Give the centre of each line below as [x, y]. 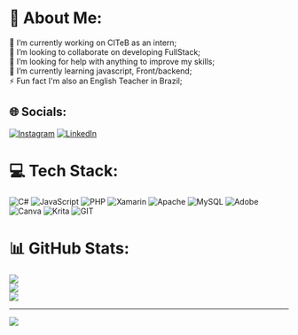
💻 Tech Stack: [64, 171]
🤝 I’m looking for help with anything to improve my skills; [112, 61]
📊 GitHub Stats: [70, 248]
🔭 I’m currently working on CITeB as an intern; [93, 43]
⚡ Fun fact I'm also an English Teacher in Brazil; [96, 81]
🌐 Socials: [38, 112]
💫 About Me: [56, 18]
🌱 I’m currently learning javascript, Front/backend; [101, 71]
